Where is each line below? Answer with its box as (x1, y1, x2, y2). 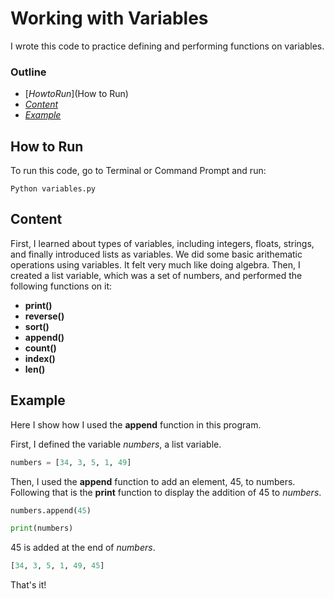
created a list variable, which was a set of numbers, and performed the (10, 269, 303, 281)
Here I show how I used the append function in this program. (10, 418, 262, 431)
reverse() (24, 310, 65, 322)
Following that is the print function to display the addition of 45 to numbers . (10, 486, 322, 498)
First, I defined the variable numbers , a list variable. (10, 438, 222, 450)
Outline (10, 65, 47, 79)
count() (24, 342, 57, 354)
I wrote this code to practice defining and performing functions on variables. (10, 40, 325, 52)
